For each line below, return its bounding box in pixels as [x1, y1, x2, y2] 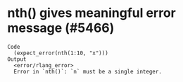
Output [7, 55, 27, 63]
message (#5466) [7, 20, 115, 36]
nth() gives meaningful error [7, 5, 176, 21]
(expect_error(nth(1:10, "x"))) [13, 49, 109, 57]
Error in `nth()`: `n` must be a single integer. [13, 68, 162, 75]
